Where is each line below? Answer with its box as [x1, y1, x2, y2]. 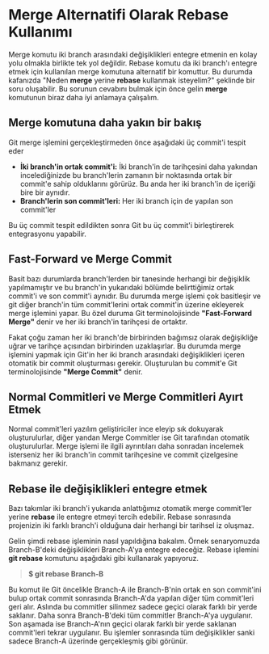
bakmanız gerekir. [8, 458, 69, 468]
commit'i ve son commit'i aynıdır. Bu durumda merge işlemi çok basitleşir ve [8, 291, 261, 301]
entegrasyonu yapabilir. [8, 229, 87, 238]
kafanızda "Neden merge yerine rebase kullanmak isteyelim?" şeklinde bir [8, 75, 255, 85]
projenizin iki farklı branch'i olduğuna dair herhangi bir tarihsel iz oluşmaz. [8, 521, 254, 530]
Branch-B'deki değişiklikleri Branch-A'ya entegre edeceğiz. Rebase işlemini [8, 545, 259, 555]
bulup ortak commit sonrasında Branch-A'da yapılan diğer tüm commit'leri [8, 593, 254, 603]
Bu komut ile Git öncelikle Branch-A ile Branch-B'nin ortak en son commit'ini [8, 584, 262, 595]
